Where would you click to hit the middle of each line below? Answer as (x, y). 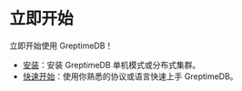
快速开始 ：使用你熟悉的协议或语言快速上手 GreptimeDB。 (130, 76)
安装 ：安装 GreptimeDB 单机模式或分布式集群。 (111, 65)
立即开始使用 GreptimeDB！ (61, 45)
